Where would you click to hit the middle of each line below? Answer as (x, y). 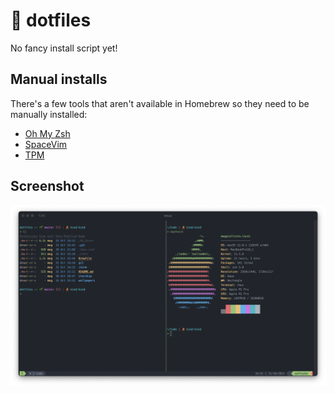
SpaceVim (46, 144)
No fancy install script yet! (64, 48)
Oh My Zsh (47, 133)
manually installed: (49, 114)
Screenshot (47, 186)
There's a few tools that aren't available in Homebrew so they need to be (160, 103)
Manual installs (59, 79)
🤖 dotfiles (51, 20)
